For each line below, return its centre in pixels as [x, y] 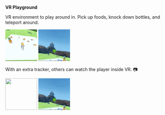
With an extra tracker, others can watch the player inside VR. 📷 [72, 69]
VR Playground [21, 7]
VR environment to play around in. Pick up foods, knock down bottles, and [83, 17]
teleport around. [22, 22]
